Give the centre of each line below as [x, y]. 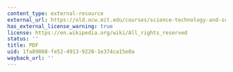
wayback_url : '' [31, 58]
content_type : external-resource [55, 13]
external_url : [28, 20]
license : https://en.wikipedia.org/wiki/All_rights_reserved [97, 33]
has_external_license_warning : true [60, 26]
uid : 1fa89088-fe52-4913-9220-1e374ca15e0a [71, 52]
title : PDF [23, 45]
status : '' [23, 39]
